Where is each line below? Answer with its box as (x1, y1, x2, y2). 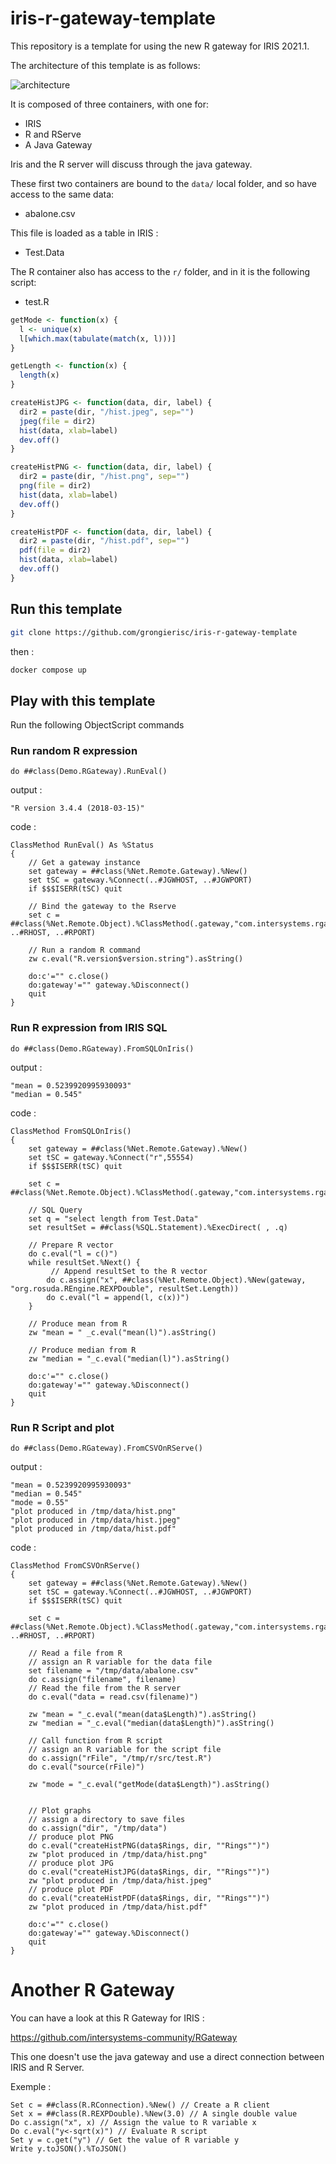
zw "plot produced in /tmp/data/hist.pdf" (28, 1902, 208, 1912)
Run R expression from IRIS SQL (10, 1021, 168, 1035)
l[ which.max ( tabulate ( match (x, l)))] (19, 333, 177, 344)
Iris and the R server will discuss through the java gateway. (10, 158, 253, 170)
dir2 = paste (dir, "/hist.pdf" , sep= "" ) (19, 536, 190, 546)
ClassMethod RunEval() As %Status (10, 840, 155, 851)
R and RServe (24, 128, 82, 140)
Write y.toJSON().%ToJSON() (10, 2144, 128, 2154)
